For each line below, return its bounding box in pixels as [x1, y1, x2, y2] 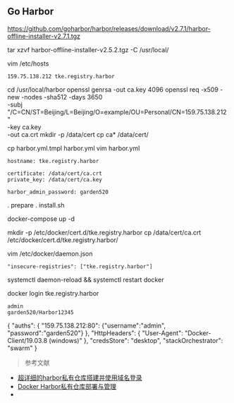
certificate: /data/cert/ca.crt [7, 169, 102, 177]
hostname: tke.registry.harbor [7, 157, 99, 164]
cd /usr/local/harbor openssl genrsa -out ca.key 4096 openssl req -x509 [7, 85, 218, 94]
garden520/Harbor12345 [7, 308, 74, 316]
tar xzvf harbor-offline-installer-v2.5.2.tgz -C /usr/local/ [7, 45, 169, 54]
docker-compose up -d [7, 215, 75, 223]
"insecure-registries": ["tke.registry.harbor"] [7, 263, 153, 270]
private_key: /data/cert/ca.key [7, 176, 102, 183]
